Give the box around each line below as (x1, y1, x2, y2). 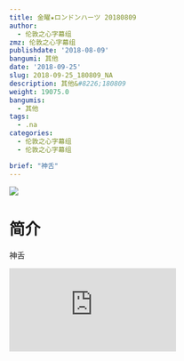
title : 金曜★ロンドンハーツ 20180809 (9, 12, 137, 22)
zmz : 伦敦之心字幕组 (9, 37, 76, 47)
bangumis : (9, 95, 46, 105)
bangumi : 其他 (9, 54, 60, 63)
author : (9, 21, 38, 30)
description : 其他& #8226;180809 (9, 79, 126, 88)
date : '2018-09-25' (9, 63, 82, 72)
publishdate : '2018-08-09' (9, 46, 109, 55)
